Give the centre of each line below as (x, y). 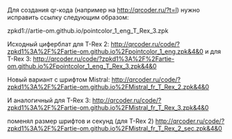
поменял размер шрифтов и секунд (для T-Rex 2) (81, 121)
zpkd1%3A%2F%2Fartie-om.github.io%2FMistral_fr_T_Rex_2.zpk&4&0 (108, 87)
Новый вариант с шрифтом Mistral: (59, 80)
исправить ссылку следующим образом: (68, 17)
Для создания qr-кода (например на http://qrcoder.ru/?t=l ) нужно (103, 10)
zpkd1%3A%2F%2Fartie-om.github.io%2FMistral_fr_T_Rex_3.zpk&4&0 (108, 108)
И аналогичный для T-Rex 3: (49, 100)
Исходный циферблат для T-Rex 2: (58, 44)
